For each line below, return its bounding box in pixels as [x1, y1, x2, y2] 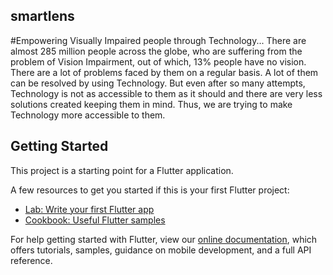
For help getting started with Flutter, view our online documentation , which [10, 233, 318, 245]
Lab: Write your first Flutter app [24, 203, 155, 215]
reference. [10, 254, 53, 266]
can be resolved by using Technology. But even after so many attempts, [10, 77, 306, 89]
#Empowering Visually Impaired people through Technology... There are [10, 34, 307, 46]
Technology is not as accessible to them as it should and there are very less [10, 87, 323, 99]
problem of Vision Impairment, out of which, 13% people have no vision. [10, 55, 307, 68]
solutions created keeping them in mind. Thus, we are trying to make [10, 98, 293, 110]
